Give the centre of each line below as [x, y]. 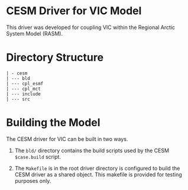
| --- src [18, 99]
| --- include [24, 94]
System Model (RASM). [35, 33]
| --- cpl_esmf [25, 83]
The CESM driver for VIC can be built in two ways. [67, 139]
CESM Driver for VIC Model [74, 11]
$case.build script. [38, 157]
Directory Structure [55, 58]
